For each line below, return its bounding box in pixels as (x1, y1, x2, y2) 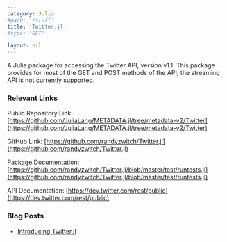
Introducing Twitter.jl (17, 227, 76, 235)
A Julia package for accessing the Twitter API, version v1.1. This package (7, 61, 215, 70)
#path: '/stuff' (7, 17, 54, 24)
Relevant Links (7, 93, 58, 103)
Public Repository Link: (7, 109, 73, 118)
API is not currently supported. (7, 76, 95, 84)
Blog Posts (7, 211, 44, 221)
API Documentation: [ (7, 186, 68, 195)
